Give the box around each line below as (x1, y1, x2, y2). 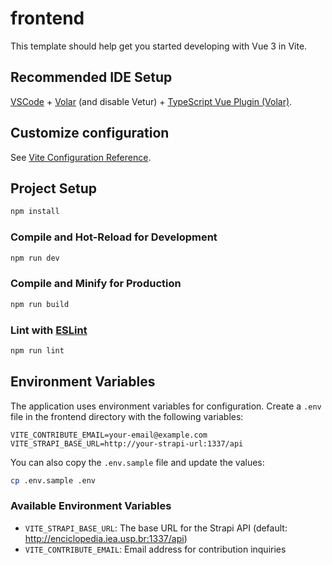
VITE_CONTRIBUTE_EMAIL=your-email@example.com (10, 430, 208, 440)
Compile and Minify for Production (10, 277, 182, 291)
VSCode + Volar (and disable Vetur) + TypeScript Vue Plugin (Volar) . (10, 95, 293, 107)
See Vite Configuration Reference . (10, 151, 152, 163)
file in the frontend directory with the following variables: (10, 410, 244, 422)
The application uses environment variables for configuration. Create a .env (10, 400, 322, 412)
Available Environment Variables (10, 499, 172, 513)
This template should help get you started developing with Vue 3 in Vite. (10, 40, 308, 52)
